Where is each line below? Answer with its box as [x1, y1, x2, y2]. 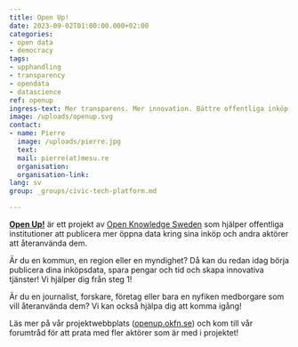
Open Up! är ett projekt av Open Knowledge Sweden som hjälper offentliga [9, 219, 285, 230]
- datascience [9, 87, 62, 96]
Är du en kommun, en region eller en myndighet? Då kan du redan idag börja [9, 255, 289, 265]
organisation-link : [17, 170, 90, 179]
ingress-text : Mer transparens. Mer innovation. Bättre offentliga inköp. [9, 104, 293, 113]
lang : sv [9, 179, 42, 188]
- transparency [9, 71, 66, 80]
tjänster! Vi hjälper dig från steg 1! [9, 274, 133, 285]
